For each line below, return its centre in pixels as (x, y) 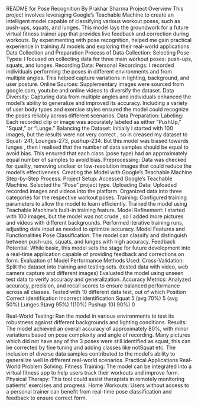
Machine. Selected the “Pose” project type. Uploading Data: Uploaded (92, 185)
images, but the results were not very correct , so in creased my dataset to (97, 135)
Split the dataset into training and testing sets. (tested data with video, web (97, 267)
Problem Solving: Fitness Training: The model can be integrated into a (107, 366)
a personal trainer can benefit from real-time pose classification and (89, 391)
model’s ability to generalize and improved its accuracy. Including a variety (97, 103)
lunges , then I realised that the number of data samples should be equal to (98, 147)
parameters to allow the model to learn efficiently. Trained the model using (97, 204)
